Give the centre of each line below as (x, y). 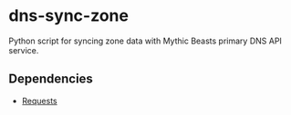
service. (24, 50)
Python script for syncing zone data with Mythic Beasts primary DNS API (145, 41)
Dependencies (51, 79)
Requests (39, 101)
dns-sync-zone (69, 16)
